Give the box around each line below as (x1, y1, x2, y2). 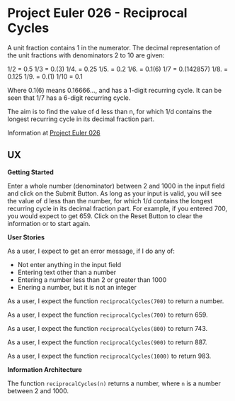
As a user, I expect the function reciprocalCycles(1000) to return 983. (7, 351, 212, 360)
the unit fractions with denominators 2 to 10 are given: (7, 51, 165, 60)
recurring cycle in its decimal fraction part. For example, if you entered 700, (7, 204, 228, 213)
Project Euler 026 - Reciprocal (7, 5, 188, 21)
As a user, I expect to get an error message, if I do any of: (7, 247, 176, 255)
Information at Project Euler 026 (7, 128, 101, 137)
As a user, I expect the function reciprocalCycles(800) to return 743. (7, 324, 208, 332)
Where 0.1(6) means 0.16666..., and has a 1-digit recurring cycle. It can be (7, 86, 222, 94)
